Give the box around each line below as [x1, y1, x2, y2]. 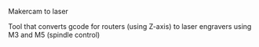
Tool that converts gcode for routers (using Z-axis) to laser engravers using [8, 22, 252, 31]
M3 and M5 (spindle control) [8, 31, 100, 39]
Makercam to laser [8, 7, 69, 16]
